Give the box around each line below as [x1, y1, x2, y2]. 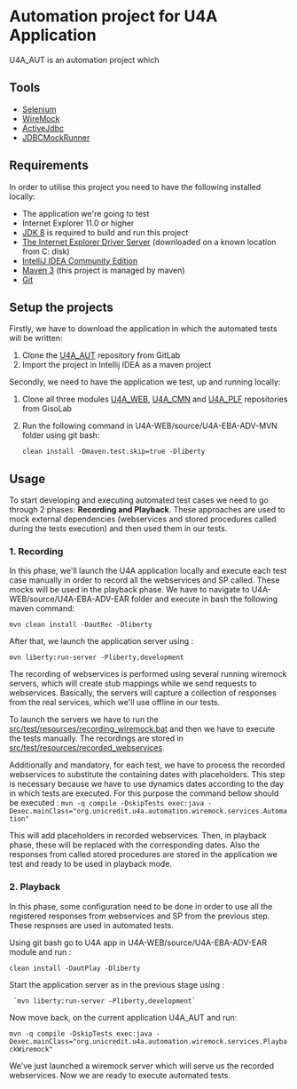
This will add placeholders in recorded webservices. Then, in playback [9, 831, 268, 841]
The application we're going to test [21, 208, 150, 219]
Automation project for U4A [9, 6, 218, 27]
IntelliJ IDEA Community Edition [21, 255, 138, 266]
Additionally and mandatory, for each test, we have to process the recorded [9, 759, 285, 770]
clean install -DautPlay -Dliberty [9, 964, 141, 973]
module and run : [9, 946, 72, 957]
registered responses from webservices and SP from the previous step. [9, 910, 270, 921]
